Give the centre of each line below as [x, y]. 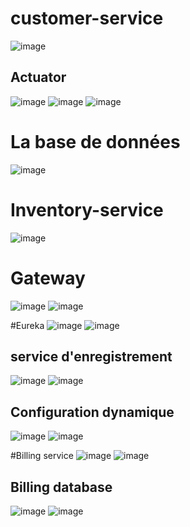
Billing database [61, 487]
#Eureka [27, 325]
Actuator [38, 77]
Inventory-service [87, 209]
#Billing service [42, 456]
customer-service [87, 18]
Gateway [48, 278]
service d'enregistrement [91, 356]
